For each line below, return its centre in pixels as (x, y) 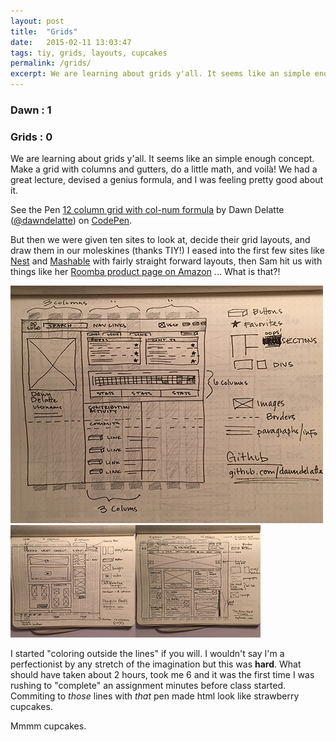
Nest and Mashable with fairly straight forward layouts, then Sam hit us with (166, 261)
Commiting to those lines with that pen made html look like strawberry (155, 696)
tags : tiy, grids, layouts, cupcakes (89, 53)
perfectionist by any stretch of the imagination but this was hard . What (156, 664)
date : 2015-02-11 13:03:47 (71, 42)
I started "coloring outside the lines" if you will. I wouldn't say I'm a (147, 654)
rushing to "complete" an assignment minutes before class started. (148, 686)
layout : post (37, 21)
